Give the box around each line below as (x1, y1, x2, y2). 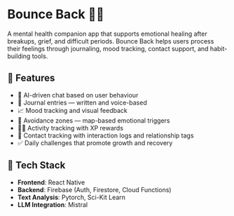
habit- (209, 44, 228, 53)
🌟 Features (7, 72, 55, 84)
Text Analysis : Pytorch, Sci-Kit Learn (17, 193, 126, 201)
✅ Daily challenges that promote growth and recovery (17, 138, 173, 147)
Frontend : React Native (17, 178, 85, 187)
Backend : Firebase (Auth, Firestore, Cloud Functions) (17, 185, 172, 194)
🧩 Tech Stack (7, 159, 66, 171)
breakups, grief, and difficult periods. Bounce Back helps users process (7, 36, 214, 45)
